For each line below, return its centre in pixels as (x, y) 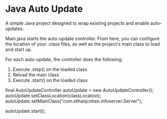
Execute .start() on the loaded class (50, 80)
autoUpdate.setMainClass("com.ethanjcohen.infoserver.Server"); (74, 101)
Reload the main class (36, 74)
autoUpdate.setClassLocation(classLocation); (53, 95)
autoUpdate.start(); (26, 111)
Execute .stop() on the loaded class (50, 69)
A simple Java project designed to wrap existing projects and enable (77, 23)
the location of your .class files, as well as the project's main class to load (82, 44)
